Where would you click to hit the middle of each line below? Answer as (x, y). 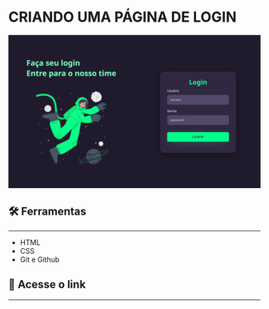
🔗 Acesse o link (47, 285)
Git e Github (40, 259)
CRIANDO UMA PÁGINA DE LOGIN (122, 17)
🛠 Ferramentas (47, 212)
